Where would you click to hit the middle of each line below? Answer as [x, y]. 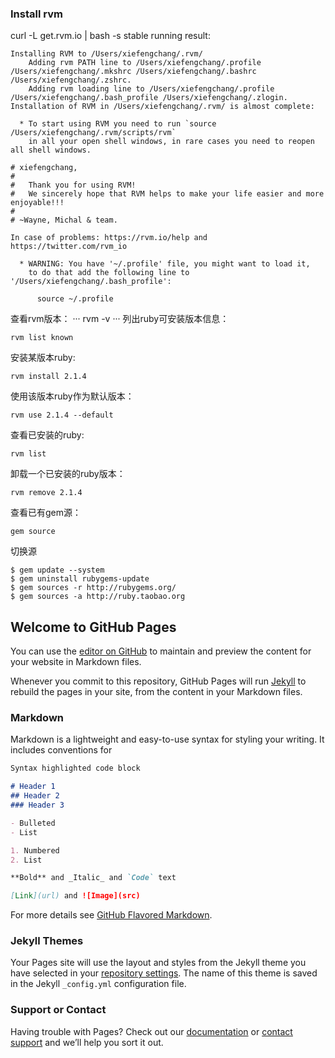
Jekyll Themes [47, 941]
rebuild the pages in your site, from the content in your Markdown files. [156, 692]
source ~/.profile [75, 299]
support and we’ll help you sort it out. [87, 1042]
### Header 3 [37, 805]
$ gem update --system [57, 570]
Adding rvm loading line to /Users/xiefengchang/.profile [151, 89]
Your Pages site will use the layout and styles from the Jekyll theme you [158, 963]
